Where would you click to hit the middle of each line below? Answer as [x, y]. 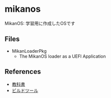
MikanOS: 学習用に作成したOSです [40, 23]
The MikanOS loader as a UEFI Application [62, 56]
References [23, 72]
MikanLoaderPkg [29, 51]
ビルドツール [25, 90]
